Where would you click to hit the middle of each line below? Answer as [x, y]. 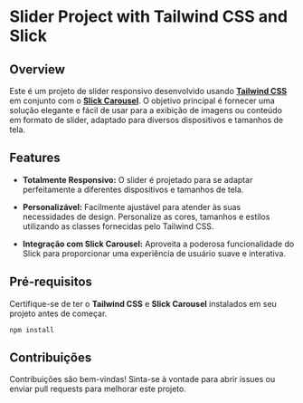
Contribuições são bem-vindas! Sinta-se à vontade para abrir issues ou [142, 379]
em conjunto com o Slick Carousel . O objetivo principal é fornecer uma [142, 101]
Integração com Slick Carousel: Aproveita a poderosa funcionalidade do [158, 244]
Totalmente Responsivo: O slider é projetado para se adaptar [137, 179]
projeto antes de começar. [58, 313]
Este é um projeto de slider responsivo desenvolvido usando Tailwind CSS [148, 91]
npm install [32, 330]
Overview [38, 69]
